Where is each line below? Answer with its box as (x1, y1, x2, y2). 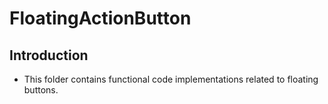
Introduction (9, 47, 89, 64)
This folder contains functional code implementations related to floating (23, 73, 319, 85)
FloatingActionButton (9, 7, 192, 30)
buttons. (23, 84, 59, 96)
